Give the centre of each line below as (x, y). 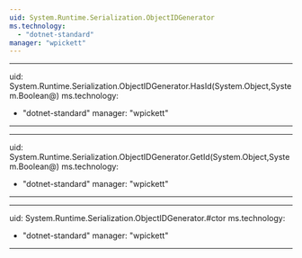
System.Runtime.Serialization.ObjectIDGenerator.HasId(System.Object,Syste (151, 86)
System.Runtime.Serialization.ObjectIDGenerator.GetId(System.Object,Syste (150, 157)
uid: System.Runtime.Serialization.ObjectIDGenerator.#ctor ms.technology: (147, 218)
